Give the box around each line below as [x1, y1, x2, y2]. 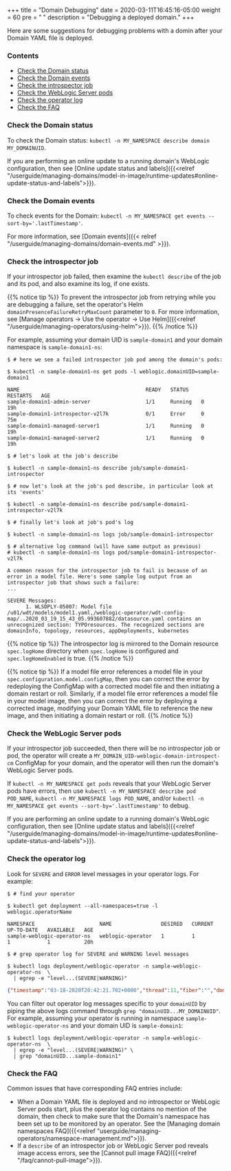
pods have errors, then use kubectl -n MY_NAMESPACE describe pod [7, 787, 196, 795]
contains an [167, 616, 201, 623]
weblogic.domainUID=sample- [139, 369, 220, 375]
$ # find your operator [7, 890, 76, 898]
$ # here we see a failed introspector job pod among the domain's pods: [7, 356, 223, 364]
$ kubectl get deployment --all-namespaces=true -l [7, 902, 158, 909]
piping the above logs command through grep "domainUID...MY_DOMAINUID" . [7, 1006, 221, 1015]
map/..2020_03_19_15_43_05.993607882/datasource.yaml [7, 616, 165, 623]
